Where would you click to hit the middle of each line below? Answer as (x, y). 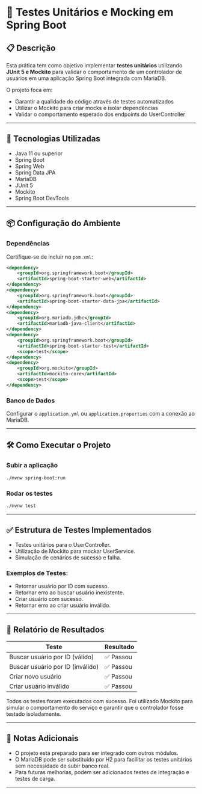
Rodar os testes (29, 493)
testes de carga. (35, 778)
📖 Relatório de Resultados (55, 630)
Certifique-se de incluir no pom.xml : (50, 257)
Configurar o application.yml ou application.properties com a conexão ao (101, 414)
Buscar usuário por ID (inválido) (54, 666)
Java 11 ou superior (39, 153)
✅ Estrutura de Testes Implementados (79, 530)
